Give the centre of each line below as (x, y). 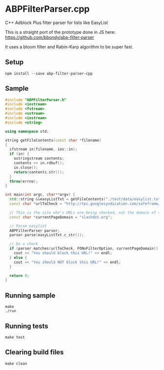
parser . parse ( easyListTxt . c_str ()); (47, 235)
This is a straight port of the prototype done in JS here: (60, 32)
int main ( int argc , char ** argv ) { (40, 195)
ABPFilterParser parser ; (35, 231)
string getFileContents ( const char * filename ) (53, 140)
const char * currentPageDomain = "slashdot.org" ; (61, 217)
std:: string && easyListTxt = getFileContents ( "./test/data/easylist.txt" (86, 199)
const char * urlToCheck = (36, 204)
